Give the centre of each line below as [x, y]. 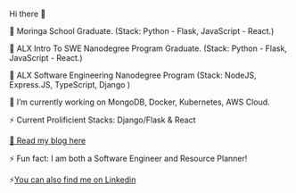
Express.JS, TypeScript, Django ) [70, 84]
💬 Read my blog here [48, 140]
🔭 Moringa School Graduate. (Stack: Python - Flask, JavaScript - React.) [142, 31]
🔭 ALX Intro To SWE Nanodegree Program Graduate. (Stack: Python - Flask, [148, 48]
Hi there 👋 [28, 14]
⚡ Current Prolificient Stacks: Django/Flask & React [103, 120]
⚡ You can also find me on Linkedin [73, 180]
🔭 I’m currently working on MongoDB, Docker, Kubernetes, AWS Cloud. [140, 102]
